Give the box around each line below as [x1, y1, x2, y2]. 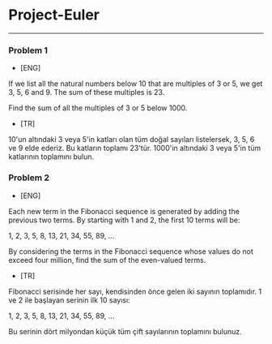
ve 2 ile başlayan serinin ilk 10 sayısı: [8, 295, 131, 305]
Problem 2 [8, 172, 50, 183]
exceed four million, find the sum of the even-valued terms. [8, 255, 206, 264]
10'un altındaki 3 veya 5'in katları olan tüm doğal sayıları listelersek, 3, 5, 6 [8, 135, 255, 144]
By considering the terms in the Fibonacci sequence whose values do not [8, 246, 253, 256]
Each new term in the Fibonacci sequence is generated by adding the [8, 206, 240, 216]
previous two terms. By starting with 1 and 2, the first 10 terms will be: [8, 215, 240, 225]
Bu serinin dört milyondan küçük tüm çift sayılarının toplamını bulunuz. [8, 326, 243, 336]
